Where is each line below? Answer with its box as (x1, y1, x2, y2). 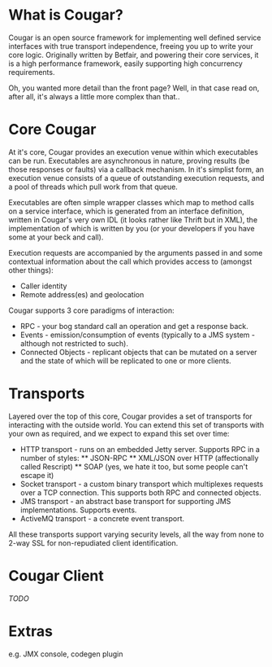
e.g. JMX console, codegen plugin (8, 649, 123, 659)
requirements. (8, 67, 55, 77)
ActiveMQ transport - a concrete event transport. (19, 513, 185, 523)
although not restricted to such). (19, 338, 128, 348)
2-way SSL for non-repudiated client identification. (8, 538, 179, 547)
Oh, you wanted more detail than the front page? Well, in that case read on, (8, 83, 260, 93)
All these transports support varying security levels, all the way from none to (8, 529, 265, 539)
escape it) (19, 470, 54, 480)
